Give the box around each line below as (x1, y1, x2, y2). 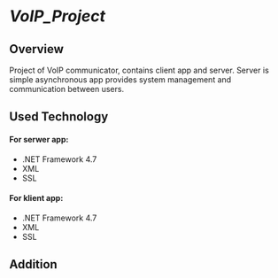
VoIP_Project (9, 6, 106, 27)
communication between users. (9, 84, 125, 94)
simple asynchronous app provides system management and (9, 74, 232, 85)
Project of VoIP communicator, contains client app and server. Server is (9, 65, 270, 75)
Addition (9, 257, 58, 272)
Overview (9, 42, 65, 57)
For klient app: (9, 193, 64, 204)
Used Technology (9, 109, 109, 125)
